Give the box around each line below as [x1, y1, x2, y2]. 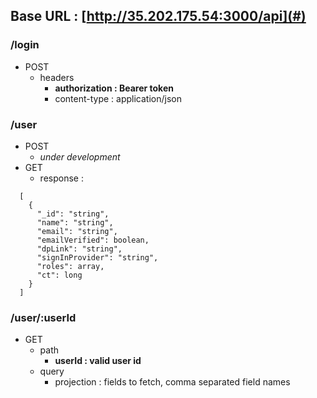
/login [10, 38, 40, 52]
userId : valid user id [54, 355, 142, 367]
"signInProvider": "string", [36, 252, 159, 263]
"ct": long [36, 270, 83, 280]
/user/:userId [10, 310, 77, 324]
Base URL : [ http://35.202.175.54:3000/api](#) [10, 8, 307, 25]
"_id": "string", [36, 209, 110, 219]
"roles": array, [36, 261, 105, 271]
